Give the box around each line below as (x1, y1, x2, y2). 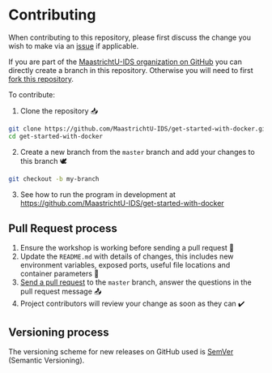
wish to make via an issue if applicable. (8, 41, 139, 50)
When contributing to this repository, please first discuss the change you (8, 32, 251, 42)
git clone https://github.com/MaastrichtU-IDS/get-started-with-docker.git (8, 124, 270, 133)
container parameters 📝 (19, 269, 100, 279)
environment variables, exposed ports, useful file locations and (19, 260, 231, 270)
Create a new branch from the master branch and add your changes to (19, 147, 255, 156)
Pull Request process (8, 221, 117, 235)
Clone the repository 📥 (19, 105, 99, 115)
